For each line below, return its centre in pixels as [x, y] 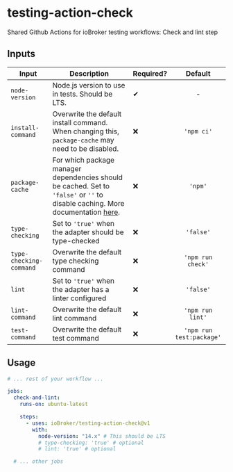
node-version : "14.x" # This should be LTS [102, 436]
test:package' [198, 337]
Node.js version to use [89, 85]
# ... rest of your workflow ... [55, 379]
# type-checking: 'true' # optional [91, 443]
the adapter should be [88, 232]
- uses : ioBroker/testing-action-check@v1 [88, 423]
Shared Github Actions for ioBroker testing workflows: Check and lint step [113, 32]
